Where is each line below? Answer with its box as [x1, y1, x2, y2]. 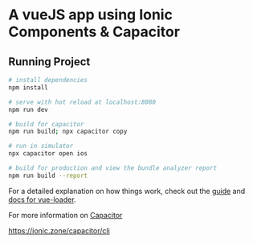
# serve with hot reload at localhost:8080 [8, 98, 157, 106]
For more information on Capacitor [8, 210, 123, 220]
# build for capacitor [8, 120, 84, 128]
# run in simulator [8, 142, 74, 150]
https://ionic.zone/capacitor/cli [8, 225, 110, 235]
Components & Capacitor [8, 23, 181, 41]
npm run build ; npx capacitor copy [8, 127, 128, 136]
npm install [8, 83, 48, 92]
